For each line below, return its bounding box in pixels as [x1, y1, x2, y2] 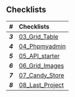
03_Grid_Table [18, 32, 59, 40]
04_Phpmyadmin [18, 42, 66, 50]
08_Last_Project [18, 80, 64, 89]
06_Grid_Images [18, 61, 64, 70]
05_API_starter [18, 52, 60, 60]
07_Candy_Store [18, 71, 64, 79]
